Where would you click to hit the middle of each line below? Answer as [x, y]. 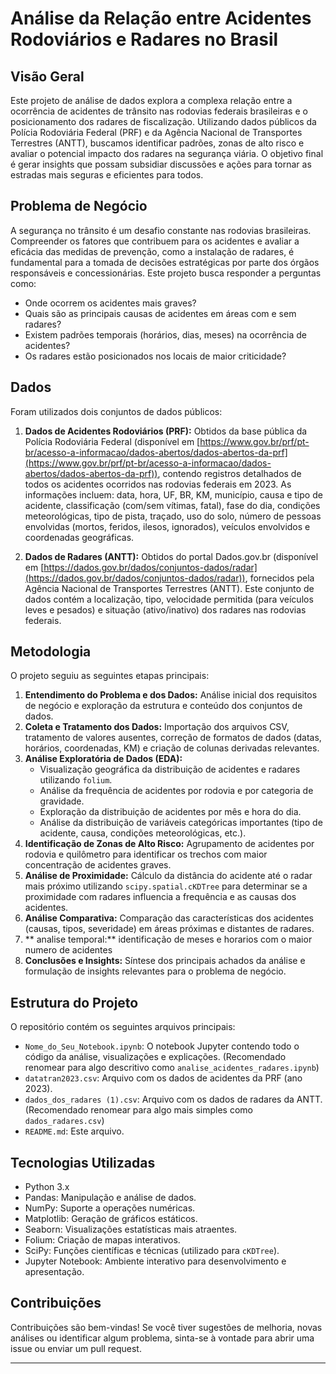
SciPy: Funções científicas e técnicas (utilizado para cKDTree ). [152, 1251]
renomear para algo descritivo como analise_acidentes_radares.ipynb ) [172, 1068]
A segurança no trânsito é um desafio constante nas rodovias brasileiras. [161, 230]
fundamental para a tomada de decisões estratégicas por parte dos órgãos [165, 262]
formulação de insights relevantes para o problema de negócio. [155, 971]
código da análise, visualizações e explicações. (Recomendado [155, 1057]
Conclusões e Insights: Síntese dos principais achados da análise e [165, 961]
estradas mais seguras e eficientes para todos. [107, 175]
